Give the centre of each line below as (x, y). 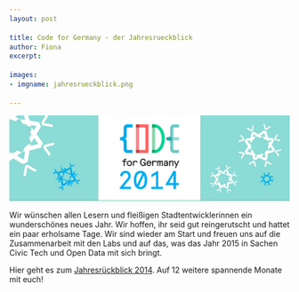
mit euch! (26, 280)
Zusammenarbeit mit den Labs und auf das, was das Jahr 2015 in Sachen (144, 243)
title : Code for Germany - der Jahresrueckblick (101, 37)
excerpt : (25, 56)
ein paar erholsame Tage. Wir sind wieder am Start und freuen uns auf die (145, 234)
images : (24, 75)
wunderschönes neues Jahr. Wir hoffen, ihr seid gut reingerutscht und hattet (149, 225)
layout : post (33, 19)
